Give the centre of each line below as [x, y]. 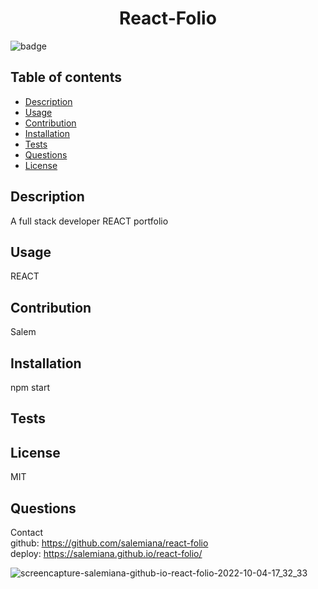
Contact [26, 533]
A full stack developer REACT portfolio [89, 221]
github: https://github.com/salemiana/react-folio [109, 543]
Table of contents [66, 77]
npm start [30, 387]
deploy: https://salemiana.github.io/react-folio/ [106, 554]
